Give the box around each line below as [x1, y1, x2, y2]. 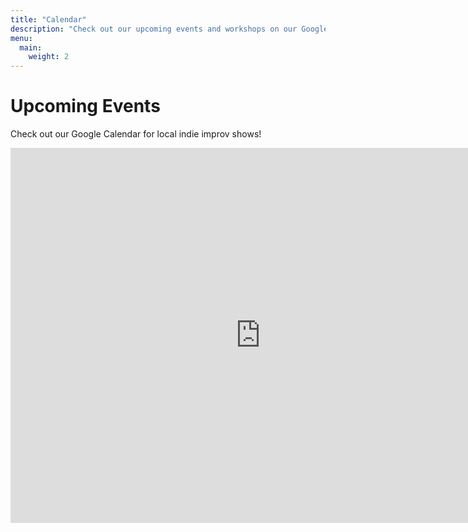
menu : [10, 33, 33, 43]
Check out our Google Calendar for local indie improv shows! [10, 128, 262, 140]
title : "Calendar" [10, 14, 87, 25]
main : [19, 42, 43, 53]
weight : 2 [28, 52, 70, 62]
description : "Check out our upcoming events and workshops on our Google [10, 24, 329, 34]
